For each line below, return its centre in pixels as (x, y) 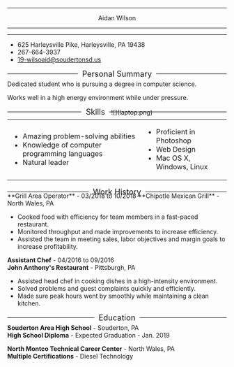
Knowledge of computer (62, 145)
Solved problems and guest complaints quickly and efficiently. (107, 288)
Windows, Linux (182, 167)
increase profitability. (48, 246)
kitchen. (29, 303)
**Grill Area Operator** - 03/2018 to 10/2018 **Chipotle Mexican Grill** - (114, 196)
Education (117, 317)
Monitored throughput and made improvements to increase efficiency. (118, 232)
